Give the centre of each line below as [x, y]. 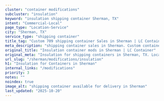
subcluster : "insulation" [31, 14]
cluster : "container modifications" [42, 9]
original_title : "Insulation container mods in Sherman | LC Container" [81, 50]
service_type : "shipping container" [42, 37]
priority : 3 [17, 73]
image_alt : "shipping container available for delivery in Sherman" [76, 86]
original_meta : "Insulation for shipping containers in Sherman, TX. [77, 55]
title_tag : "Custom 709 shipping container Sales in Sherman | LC [74, 41]
